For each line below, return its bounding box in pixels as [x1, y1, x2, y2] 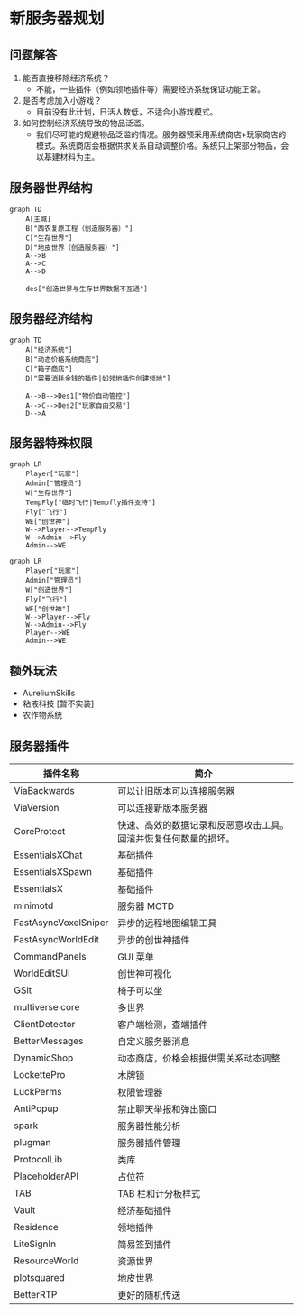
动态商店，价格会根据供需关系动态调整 [116, 1052, 280, 1065]
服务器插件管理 [116, 1137, 181, 1150]
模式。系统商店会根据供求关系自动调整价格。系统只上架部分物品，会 [35, 141, 289, 151]
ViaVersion [14, 802, 60, 814]
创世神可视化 [116, 968, 172, 980]
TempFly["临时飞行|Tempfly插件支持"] [25, 498, 156, 508]
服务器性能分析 [116, 1120, 181, 1133]
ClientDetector [14, 1018, 76, 1031]
